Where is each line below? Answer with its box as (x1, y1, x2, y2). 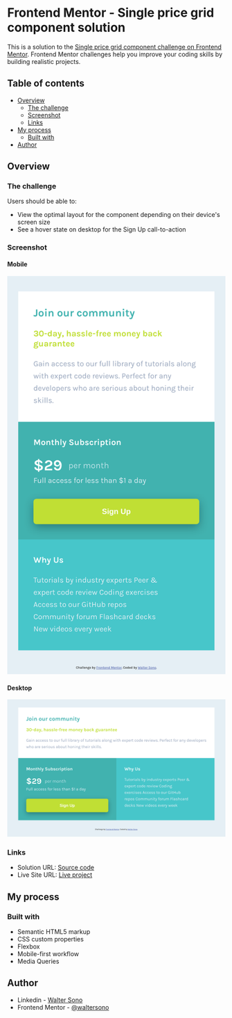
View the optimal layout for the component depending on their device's (17, 211, 220, 219)
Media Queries (17, 957, 60, 965)
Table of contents (7, 78, 84, 90)
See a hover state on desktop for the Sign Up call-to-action (17, 225, 186, 234)
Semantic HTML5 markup (17, 927, 91, 936)
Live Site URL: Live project (17, 871, 93, 879)
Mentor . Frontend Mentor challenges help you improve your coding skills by (7, 50, 223, 58)
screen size (17, 218, 51, 227)
